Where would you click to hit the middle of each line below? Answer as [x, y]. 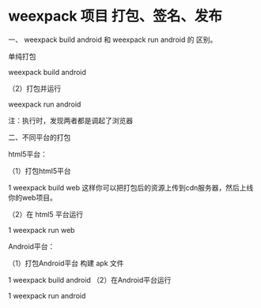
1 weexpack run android [47, 295]
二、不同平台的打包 [40, 137]
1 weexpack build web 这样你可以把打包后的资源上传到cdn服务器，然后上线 [131, 187]
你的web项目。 [32, 197]
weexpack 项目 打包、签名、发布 [115, 16]
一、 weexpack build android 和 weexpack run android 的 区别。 [113, 39]
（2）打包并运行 [35, 88]
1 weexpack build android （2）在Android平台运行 [90, 280]
